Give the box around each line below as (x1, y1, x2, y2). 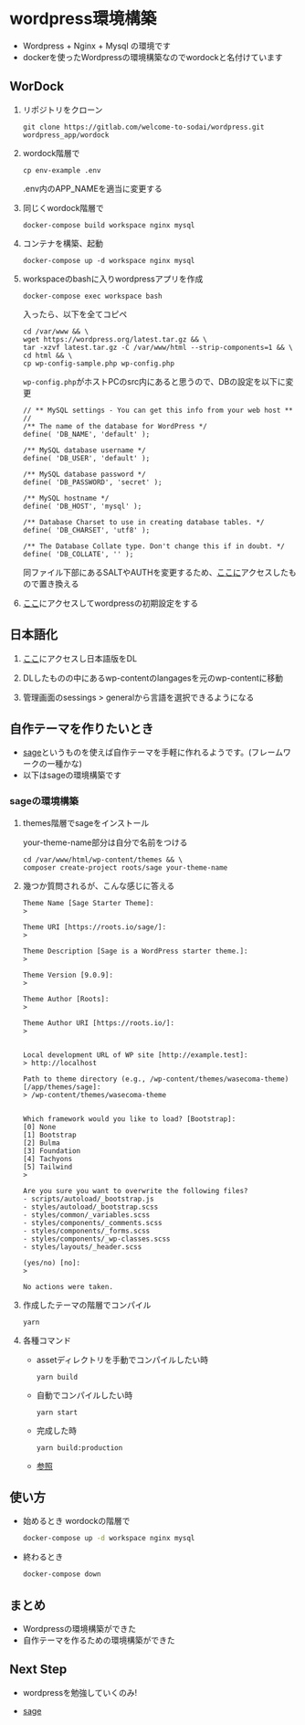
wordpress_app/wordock (22, 130, 110, 140)
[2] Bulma (22, 1138, 61, 1148)
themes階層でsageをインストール (22, 817, 150, 828)
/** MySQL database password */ (22, 470, 146, 479)
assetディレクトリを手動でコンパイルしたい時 (36, 1354, 208, 1365)
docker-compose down (22, 1570, 101, 1579)
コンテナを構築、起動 (22, 238, 103, 249)
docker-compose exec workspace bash (22, 291, 163, 301)
